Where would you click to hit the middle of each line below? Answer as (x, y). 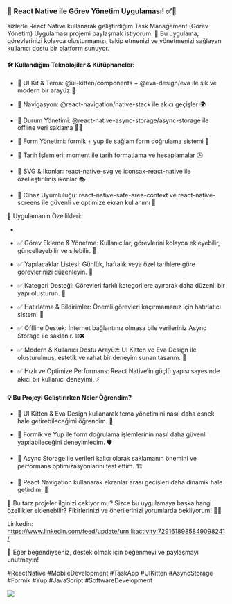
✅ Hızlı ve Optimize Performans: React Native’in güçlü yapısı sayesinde (118, 370)
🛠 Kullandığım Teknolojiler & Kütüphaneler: (71, 65)
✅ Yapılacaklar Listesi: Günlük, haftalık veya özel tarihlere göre (106, 264)
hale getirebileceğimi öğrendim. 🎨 (65, 421)
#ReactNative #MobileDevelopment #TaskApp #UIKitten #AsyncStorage (110, 573)
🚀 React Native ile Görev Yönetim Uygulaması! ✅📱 (92, 11)
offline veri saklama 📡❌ (50, 127)
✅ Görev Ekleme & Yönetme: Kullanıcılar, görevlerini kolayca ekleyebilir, (118, 243)
